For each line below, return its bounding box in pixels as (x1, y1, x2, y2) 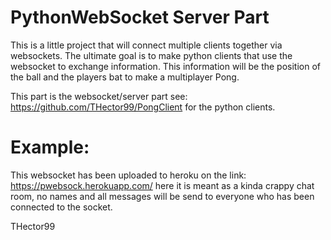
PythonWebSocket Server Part (10, 6, 270, 29)
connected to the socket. (10, 201, 113, 213)
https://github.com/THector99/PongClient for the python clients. (10, 101, 276, 113)
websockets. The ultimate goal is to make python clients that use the (10, 49, 293, 61)
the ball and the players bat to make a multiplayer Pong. (10, 71, 240, 83)
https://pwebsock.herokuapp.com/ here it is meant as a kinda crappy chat (10, 179, 315, 191)
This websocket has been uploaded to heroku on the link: (10, 169, 247, 181)
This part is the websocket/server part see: (10, 90, 188, 102)
